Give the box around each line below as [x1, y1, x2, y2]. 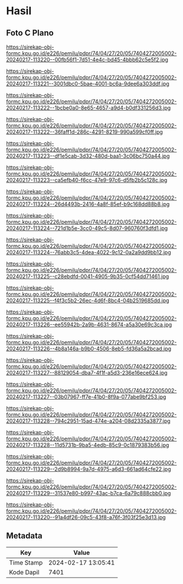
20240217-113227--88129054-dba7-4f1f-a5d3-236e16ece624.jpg [6, 369, 168, 376]
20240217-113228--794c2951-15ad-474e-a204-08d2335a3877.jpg [6, 417, 171, 425]
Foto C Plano [6, 28, 54, 38]
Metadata [6, 531, 43, 541]
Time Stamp [9, 559, 43, 567]
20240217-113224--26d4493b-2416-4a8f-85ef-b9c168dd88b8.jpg [6, 200, 170, 208]
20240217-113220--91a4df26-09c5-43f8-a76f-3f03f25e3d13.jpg [6, 514, 166, 521]
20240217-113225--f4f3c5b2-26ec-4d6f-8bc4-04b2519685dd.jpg [6, 297, 170, 304]
